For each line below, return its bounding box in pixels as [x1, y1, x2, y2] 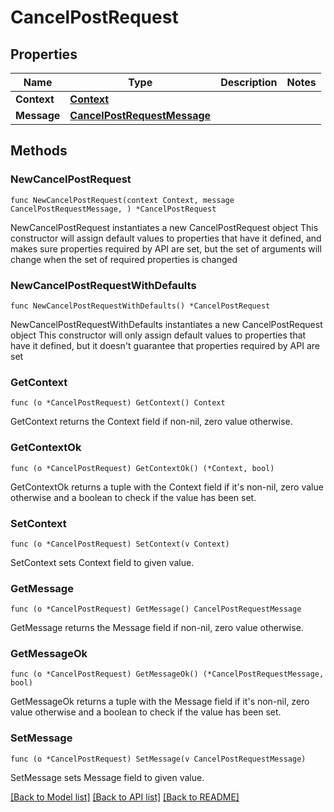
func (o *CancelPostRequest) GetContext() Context [10, 398, 226, 408]
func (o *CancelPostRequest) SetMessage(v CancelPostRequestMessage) [10, 754, 307, 764]
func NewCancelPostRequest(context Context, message [10, 195, 235, 205]
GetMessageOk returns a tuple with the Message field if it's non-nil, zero [10, 696, 310, 708]
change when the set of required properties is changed [10, 253, 238, 265]
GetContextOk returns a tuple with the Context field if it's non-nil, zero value [10, 481, 324, 493]
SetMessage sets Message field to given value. [10, 771, 205, 783]
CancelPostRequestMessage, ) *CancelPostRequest [10, 204, 217, 214]
